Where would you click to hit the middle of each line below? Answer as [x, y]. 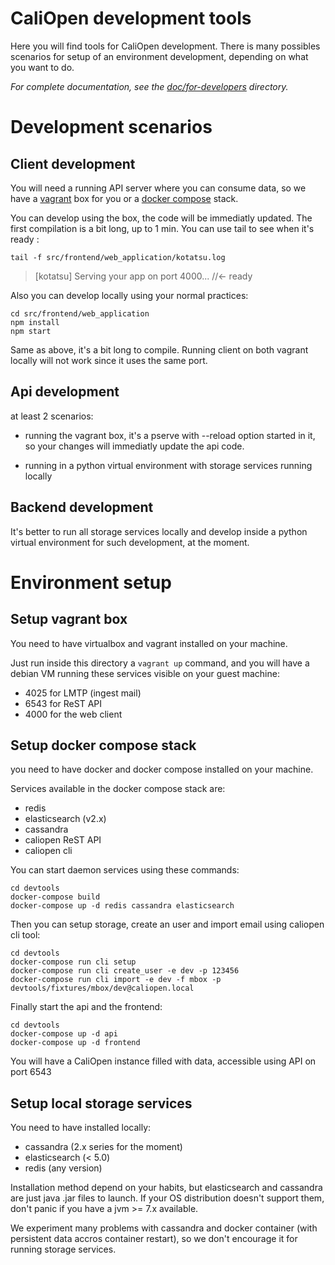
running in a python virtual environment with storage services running [168, 465]
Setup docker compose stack [103, 745]
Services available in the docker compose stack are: [118, 789]
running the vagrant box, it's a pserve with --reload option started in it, [170, 435]
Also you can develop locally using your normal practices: [129, 295]
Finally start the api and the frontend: [86, 1007]
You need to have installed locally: [81, 1128]
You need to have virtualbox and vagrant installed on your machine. [149, 643]
